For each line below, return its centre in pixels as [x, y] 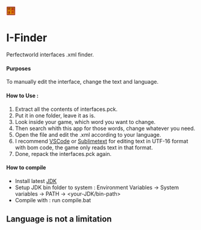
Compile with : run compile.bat [53, 200]
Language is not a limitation [59, 219]
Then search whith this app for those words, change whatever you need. [105, 128]
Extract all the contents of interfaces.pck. [66, 109]
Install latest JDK [36, 181]
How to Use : [23, 95]
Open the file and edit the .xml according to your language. [88, 134]
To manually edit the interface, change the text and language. [82, 82]
